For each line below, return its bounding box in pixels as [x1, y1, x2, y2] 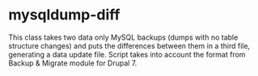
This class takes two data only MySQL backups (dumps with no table [8, 32, 239, 42]
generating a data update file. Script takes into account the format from [8, 49, 246, 59]
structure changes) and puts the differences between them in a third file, [8, 40, 251, 50]
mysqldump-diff [8, 6, 121, 24]
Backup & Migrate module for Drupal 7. [8, 58, 137, 68]
